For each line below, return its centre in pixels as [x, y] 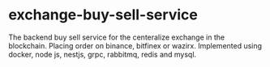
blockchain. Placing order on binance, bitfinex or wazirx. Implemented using [135, 45]
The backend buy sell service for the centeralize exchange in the [117, 37]
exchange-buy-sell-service [103, 15]
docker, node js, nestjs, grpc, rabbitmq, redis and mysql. [103, 54]
